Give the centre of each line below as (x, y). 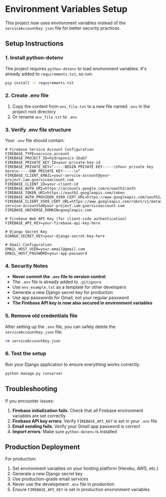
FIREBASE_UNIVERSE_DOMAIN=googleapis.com (48, 210)
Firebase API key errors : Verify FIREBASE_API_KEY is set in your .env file (85, 421)
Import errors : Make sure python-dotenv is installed (64, 431)
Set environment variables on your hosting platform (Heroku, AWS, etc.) (85, 468)
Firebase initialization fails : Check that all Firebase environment (78, 410)
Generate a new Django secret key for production (62, 293)
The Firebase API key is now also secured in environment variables (82, 303)
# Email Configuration (28, 245)
